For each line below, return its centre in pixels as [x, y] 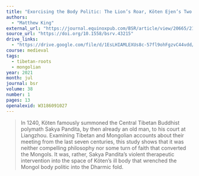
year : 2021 [20, 73]
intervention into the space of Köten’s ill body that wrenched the [99, 161]
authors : [17, 17]
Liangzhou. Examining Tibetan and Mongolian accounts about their [102, 135]
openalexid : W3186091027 [37, 106]
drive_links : [22, 39]
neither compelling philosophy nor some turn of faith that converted [103, 148]
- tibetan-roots [31, 61]
